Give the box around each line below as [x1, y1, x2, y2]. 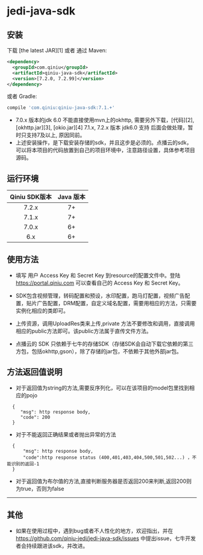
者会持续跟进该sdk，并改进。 [15, 542, 89, 549]
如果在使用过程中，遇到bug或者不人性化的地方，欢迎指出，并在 [15, 527, 173, 534]
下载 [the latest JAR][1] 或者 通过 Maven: [7, 47, 107, 54]
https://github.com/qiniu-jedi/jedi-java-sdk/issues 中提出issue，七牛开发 [15, 535, 196, 542]
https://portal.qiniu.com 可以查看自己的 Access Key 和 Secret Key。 [15, 279, 184, 287]
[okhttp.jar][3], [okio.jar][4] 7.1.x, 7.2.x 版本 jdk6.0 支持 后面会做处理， [15, 124, 189, 131]
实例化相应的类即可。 [15, 307, 69, 314]
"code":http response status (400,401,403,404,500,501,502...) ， [22, 454, 192, 460]
